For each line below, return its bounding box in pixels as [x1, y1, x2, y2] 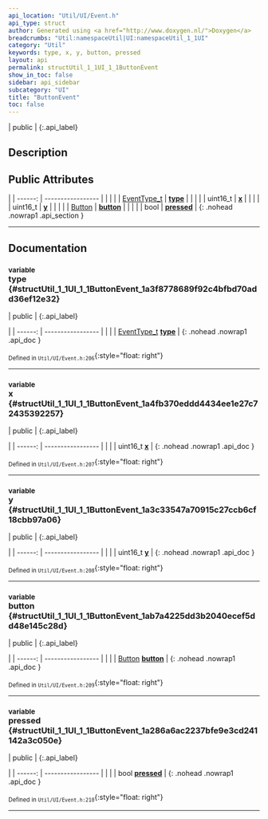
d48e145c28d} [8, 620, 68, 631]
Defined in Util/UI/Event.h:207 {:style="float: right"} [8, 457, 164, 468]
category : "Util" [8, 41, 66, 49]
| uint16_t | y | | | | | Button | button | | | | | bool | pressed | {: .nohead [8, 203, 233, 212]
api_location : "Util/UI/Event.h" [8, 11, 120, 20]
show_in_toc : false [8, 71, 73, 79]
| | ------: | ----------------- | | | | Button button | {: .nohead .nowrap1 [8, 654, 236, 663]
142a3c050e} [8, 735, 62, 746]
